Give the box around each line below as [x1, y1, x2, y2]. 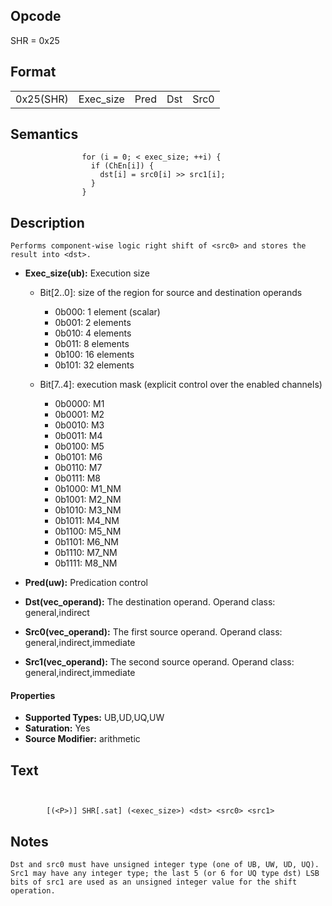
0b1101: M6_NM [54, 536, 119, 548]
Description [10, 214, 85, 231]
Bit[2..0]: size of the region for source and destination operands [39, 287, 303, 299]
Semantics [10, 126, 79, 143]
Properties [10, 689, 56, 701]
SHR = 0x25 [10, 34, 60, 46]
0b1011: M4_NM [54, 515, 120, 527]
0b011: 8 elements [54, 338, 130, 350]
